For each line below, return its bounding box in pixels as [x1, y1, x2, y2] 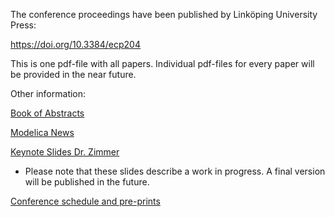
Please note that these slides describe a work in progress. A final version [24, 165, 326, 177]
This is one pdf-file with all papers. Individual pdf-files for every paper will [10, 58, 315, 69]
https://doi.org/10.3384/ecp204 [10, 39, 141, 50]
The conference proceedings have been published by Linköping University [10, 9, 318, 20]
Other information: [10, 88, 87, 99]
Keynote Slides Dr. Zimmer [10, 146, 120, 158]
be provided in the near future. [10, 69, 137, 80]
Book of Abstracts [10, 107, 85, 119]
